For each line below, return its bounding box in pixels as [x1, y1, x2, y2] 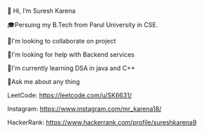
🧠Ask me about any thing [7, 78, 80, 85]
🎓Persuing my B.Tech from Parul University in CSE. [7, 21, 158, 29]
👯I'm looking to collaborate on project [7, 37, 116, 45]
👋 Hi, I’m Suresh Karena [7, 7, 76, 15]
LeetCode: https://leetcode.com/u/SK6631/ [7, 91, 132, 99]
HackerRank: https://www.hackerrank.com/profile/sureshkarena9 [7, 118, 197, 126]
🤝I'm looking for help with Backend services [7, 50, 135, 59]
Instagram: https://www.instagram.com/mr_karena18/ [7, 105, 162, 113]
